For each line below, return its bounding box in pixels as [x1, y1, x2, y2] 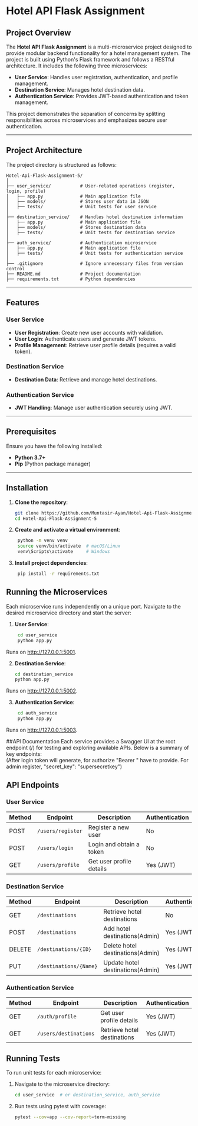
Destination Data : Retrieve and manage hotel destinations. [14, 376, 157, 383]
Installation [6, 483, 48, 493]
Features [6, 297, 39, 308]
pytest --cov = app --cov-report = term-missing [14, 1114, 126, 1120]
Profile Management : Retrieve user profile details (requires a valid [14, 341, 176, 348]
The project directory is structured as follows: [6, 161, 117, 168]
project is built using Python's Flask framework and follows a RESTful [6, 56, 175, 63]
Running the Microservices [6, 587, 108, 597]
